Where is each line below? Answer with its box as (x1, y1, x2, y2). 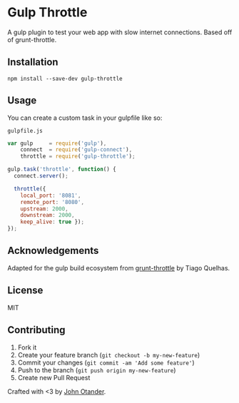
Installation (7, 56, 59, 68)
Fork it (17, 343, 37, 352)
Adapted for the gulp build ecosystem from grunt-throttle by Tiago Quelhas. (7, 263, 230, 272)
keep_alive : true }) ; (20, 218, 84, 225)
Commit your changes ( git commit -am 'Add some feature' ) (17, 358, 195, 367)
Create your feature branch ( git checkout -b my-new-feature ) (17, 350, 200, 359)
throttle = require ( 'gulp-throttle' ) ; (20, 153, 136, 160)
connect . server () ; (14, 173, 69, 180)
